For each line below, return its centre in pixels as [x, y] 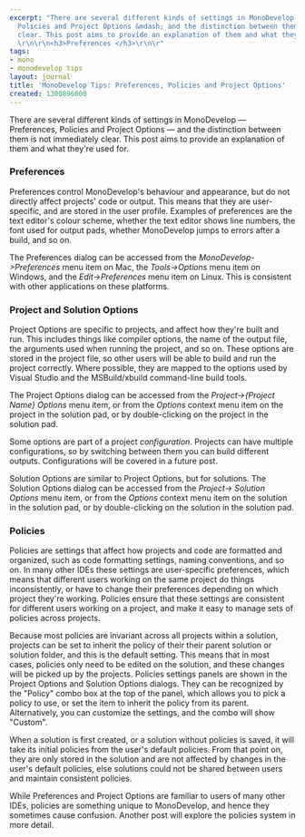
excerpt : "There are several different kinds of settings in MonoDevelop [152, 18]
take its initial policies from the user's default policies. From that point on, [146, 750]
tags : [20, 52]
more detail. [32, 825]
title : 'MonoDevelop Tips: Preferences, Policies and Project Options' [148, 85]
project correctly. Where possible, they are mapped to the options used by [148, 368]
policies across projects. [55, 618]
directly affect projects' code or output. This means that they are [130, 201]
